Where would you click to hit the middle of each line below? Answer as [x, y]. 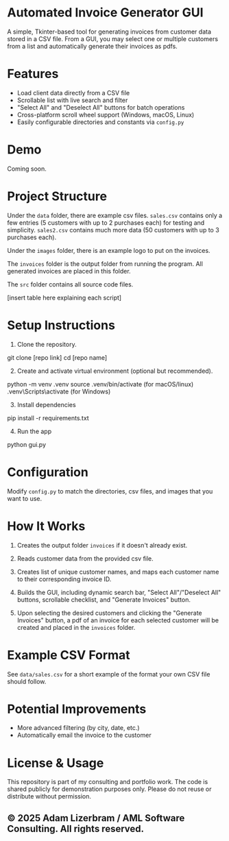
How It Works [46, 526]
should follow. [27, 681]
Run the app [34, 431]
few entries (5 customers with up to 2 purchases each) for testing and [106, 222]
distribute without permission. [49, 796]
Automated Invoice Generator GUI [105, 13]
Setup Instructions [61, 325]
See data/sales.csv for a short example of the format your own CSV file [109, 674]
